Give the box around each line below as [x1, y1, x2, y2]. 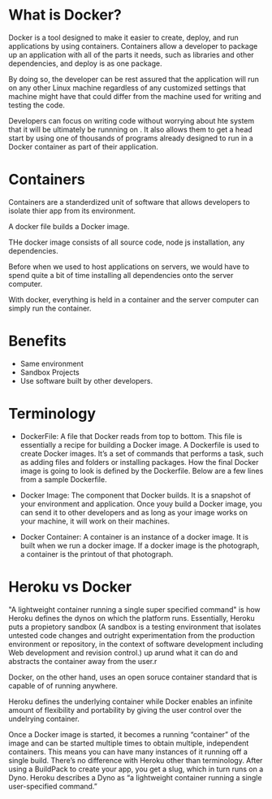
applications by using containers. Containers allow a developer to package [8, 41, 258, 50]
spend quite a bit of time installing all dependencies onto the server [8, 270, 234, 280]
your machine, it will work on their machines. [19, 516, 171, 526]
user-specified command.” [8, 781, 97, 791]
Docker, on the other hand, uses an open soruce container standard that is [8, 672, 257, 682]
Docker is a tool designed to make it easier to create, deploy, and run [8, 33, 239, 42]
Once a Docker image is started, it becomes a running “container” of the [8, 729, 250, 739]
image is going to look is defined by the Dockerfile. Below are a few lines [19, 466, 264, 475]
